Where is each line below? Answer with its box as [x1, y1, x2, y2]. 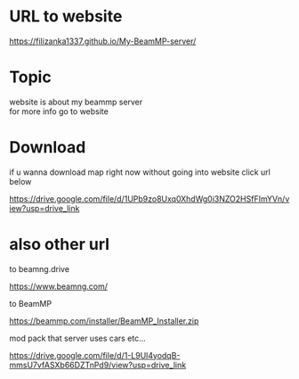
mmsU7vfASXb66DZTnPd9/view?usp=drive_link [9, 359, 187, 370]
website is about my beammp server [9, 96, 143, 107]
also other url [9, 235, 109, 254]
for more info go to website [9, 105, 109, 117]
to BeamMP [9, 298, 52, 309]
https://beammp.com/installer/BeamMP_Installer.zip [9, 315, 199, 326]
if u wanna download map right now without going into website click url [9, 167, 271, 177]
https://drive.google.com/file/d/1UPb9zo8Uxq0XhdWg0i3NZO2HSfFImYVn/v [9, 194, 290, 204]
